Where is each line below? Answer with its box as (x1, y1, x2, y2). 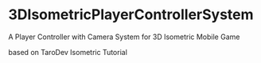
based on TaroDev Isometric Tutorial (8, 47, 127, 57)
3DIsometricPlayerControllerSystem (8, 6, 254, 24)
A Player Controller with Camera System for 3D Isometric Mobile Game (8, 32, 240, 41)
